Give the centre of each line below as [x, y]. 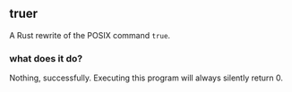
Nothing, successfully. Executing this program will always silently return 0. [146, 78]
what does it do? [46, 58]
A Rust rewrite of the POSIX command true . [90, 35]
